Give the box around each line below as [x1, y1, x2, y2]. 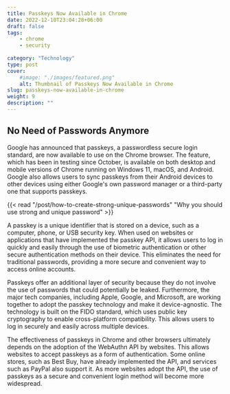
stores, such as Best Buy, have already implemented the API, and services [7, 357, 217, 365]
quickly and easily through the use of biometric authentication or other [7, 243, 207, 251]
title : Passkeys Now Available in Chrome [7, 10, 128, 17]
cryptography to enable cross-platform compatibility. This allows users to [7, 314, 215, 323]
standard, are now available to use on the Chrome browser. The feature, [7, 151, 211, 159]
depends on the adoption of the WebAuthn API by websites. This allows [7, 342, 209, 351]
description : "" [7, 100, 54, 107]
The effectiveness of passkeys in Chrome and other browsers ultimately [7, 335, 211, 344]
